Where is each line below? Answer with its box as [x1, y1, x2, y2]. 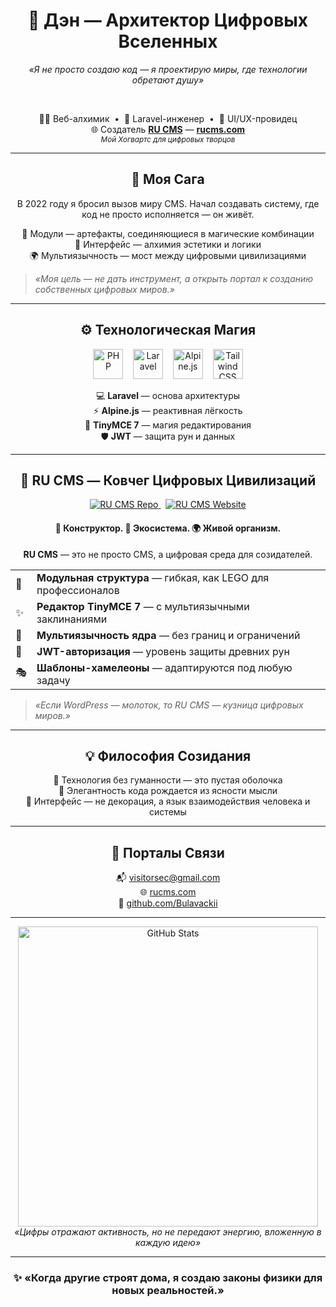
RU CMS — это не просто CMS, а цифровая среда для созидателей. [23, 548, 313, 560]
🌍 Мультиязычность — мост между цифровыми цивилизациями [29, 249, 307, 261]
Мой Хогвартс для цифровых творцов [100, 134, 236, 144]
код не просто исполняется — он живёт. [81, 208, 255, 220]
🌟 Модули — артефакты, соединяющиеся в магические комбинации [21, 227, 315, 239]
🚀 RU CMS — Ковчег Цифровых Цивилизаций [19, 472, 317, 489]
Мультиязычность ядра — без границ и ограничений [36, 628, 301, 642]
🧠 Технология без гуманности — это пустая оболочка [53, 774, 283, 786]
